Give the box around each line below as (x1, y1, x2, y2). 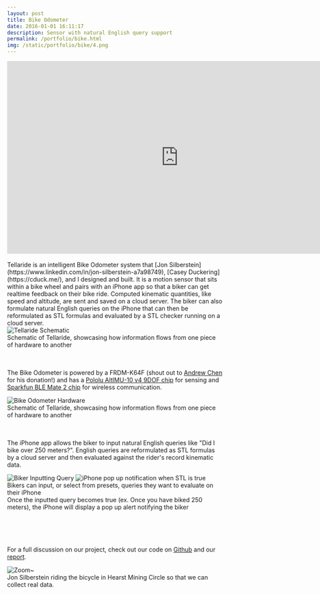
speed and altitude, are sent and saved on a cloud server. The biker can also (7, 297, 223, 305)
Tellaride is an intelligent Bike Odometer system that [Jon (7, 261, 168, 269)
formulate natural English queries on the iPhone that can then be (7, 304, 189, 312)
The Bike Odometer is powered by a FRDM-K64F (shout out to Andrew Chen (7, 369, 223, 377)
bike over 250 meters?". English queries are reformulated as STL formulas (7, 446, 215, 454)
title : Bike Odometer (7, 16, 69, 23)
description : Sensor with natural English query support (7, 29, 173, 36)
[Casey (167, 268, 187, 276)
